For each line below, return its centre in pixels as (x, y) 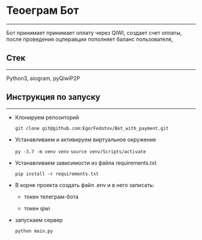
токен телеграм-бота (51, 197)
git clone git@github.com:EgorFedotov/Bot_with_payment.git (92, 128)
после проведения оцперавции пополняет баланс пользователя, (90, 39)
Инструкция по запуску (53, 97)
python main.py (34, 231)
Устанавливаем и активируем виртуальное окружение (85, 140)
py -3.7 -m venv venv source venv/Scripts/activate (80, 152)
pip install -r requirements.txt (57, 174)
